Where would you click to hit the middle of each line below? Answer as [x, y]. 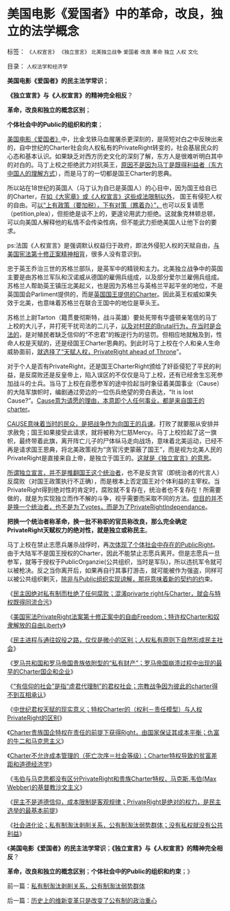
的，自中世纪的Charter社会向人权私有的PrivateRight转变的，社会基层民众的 [113, 147]
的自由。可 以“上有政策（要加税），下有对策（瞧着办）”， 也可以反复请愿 [106, 205]
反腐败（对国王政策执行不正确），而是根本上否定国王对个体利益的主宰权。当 [114, 481]
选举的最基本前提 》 [34, 810]
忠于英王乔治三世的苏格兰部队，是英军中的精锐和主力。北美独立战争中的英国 [115, 268]
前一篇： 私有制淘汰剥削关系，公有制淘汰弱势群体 [76, 886]
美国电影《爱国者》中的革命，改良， [109, 14]
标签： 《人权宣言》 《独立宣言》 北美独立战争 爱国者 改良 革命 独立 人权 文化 [103, 51]
